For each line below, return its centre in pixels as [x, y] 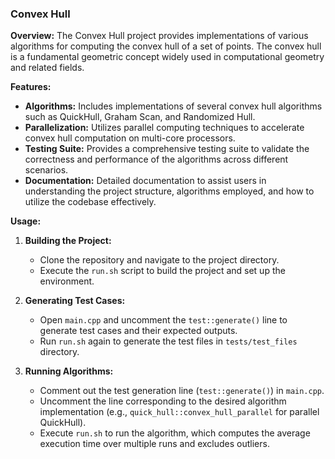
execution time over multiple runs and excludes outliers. [154, 444]
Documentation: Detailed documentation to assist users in [145, 181]
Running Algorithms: [69, 371]
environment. [67, 281]
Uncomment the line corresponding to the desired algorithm [163, 401]
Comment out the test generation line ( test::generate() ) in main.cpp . [182, 391]
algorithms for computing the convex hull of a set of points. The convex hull [166, 46]
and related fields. [47, 68]
